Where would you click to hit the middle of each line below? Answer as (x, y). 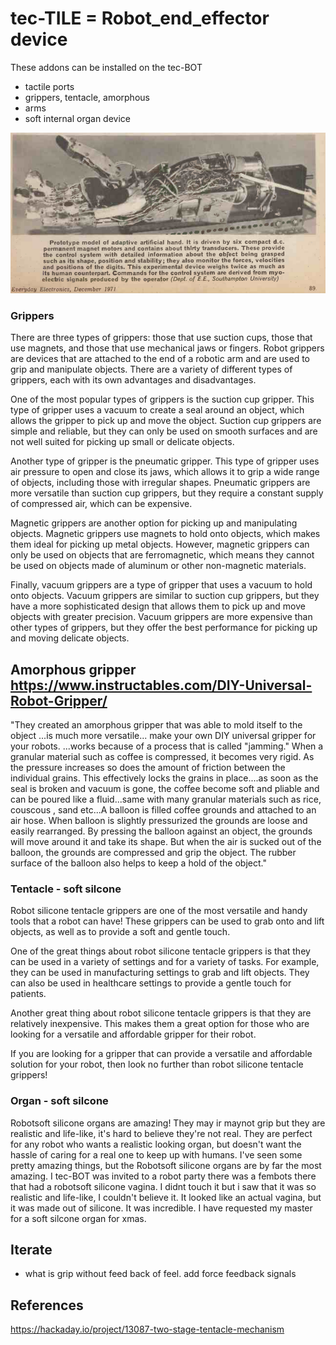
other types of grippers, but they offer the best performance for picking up (164, 628)
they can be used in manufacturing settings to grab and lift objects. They (160, 973)
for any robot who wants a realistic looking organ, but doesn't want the (156, 1144)
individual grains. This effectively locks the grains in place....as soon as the (164, 778)
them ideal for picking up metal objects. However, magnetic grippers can (160, 544)
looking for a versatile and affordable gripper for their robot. (133, 1034)
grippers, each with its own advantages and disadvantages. (133, 380)
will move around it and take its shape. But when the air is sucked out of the (166, 841)
